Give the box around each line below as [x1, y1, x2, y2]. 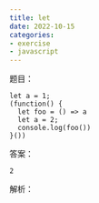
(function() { [9, 99, 64, 109]
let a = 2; [17, 116, 59, 125]
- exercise [9, 38, 51, 48]
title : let [9, 13, 51, 23]
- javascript [9, 47, 59, 56]
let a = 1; [9, 92, 51, 101]
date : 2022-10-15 [9, 22, 75, 31]
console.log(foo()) [17, 124, 92, 133]
